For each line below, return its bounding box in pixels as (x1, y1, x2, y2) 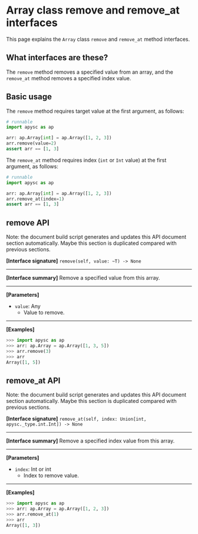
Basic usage (6, 92, 52, 102)
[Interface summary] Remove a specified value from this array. (6, 274, 160, 281)
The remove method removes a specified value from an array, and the (6, 68, 174, 76)
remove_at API (6, 375, 61, 385)
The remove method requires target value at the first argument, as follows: (6, 107, 184, 114)
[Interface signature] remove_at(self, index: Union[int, (6, 415, 147, 422)
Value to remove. (23, 309, 65, 316)
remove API (6, 218, 50, 228)
